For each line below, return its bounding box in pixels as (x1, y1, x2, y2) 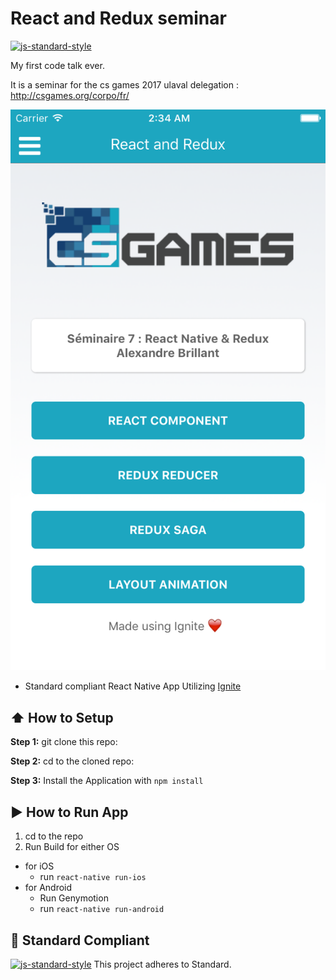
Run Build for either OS (24, 841, 120, 853)
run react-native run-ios (39, 871, 147, 883)
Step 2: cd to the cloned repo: (10, 755, 135, 767)
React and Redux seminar (10, 7, 227, 30)
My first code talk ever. (10, 59, 105, 71)
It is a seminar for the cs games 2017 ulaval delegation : (10, 78, 239, 91)
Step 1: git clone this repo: (10, 736, 118, 748)
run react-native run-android (39, 903, 165, 915)
